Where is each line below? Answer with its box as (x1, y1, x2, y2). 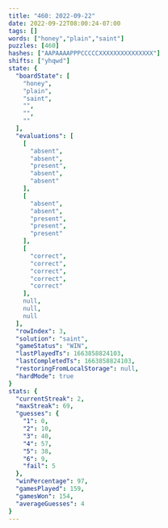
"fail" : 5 (23, 462, 57, 471)
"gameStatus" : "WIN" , (15, 342, 89, 350)
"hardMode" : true (15, 372, 74, 380)
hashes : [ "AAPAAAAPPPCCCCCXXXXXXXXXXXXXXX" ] (8, 49, 161, 57)
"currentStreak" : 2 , (15, 395, 85, 403)
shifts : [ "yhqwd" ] (8, 57, 70, 65)
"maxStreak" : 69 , (15, 402, 74, 410)
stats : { (8, 387, 38, 396)
